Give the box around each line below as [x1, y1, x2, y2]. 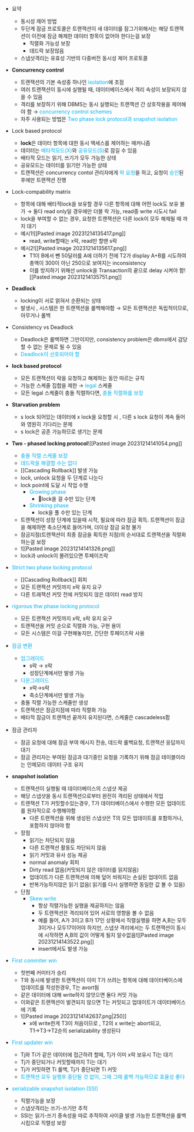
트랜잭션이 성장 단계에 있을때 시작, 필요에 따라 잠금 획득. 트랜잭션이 [20, 516, 175, 523]
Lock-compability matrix [11, 188, 71, 195]
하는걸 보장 [20, 539, 46, 545]
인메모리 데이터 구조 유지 [26, 761, 83, 768]
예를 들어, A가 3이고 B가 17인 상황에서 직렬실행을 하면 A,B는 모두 [38, 917, 187, 924]
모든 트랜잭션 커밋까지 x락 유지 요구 [20, 583, 102, 591]
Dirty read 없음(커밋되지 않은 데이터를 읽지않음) [29, 866, 139, 873]
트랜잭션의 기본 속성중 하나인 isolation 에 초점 [20, 79, 125, 86]
